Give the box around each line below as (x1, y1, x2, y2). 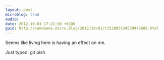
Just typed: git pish (5, 49, 45, 55)
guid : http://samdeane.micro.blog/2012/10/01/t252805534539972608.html (5, 26, 159, 31)
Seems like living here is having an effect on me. (5, 39, 106, 45)
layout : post (5, 7, 33, 12)
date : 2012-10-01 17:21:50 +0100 (5, 21, 76, 26)
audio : (5, 16, 19, 21)
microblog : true (5, 12, 39, 17)
